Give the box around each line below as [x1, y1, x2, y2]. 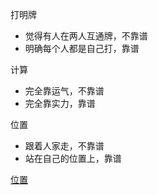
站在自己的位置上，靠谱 [24, 153, 122, 164]
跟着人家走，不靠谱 [24, 140, 105, 152]
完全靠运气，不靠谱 [24, 85, 105, 97]
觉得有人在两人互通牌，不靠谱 [24, 30, 148, 42]
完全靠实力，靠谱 [24, 98, 96, 109]
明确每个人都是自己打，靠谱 [24, 43, 140, 54]
